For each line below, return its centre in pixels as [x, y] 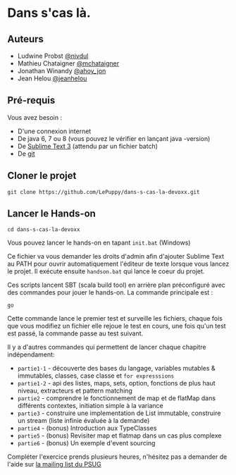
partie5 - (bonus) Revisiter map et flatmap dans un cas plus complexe [119, 436]
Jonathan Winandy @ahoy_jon [62, 71]
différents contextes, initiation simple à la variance [90, 406]
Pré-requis [31, 100]
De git [26, 154]
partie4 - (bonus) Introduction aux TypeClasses [87, 428]
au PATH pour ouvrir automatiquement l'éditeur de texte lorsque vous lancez [118, 264]
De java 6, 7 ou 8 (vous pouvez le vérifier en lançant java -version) [114, 138]
